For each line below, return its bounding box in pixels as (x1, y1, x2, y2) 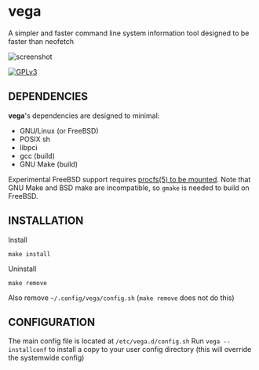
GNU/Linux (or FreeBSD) (19, 126, 100, 135)
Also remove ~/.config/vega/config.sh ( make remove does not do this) (8, 293, 235, 302)
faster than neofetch (8, 36, 75, 46)
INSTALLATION (8, 214, 84, 228)
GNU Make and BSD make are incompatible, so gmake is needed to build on (8, 183, 250, 192)
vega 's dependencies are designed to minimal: (8, 111, 160, 120)
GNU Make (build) (19, 159, 78, 169)
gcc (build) (19, 151, 55, 160)
